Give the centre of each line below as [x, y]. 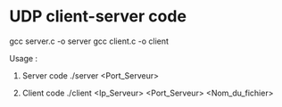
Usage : [24, 58]
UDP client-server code [98, 16]
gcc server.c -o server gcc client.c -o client [89, 41]
